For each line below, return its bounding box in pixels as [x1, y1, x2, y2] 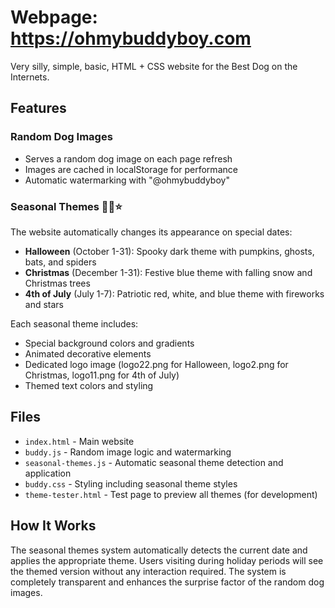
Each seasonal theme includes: [10, 317, 139, 330]
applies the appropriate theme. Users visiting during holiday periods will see [10, 554, 324, 566]
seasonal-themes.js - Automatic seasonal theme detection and [24, 456, 284, 468]
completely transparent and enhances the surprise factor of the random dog [10, 576, 325, 588]
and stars [24, 298, 64, 310]
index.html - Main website [24, 435, 135, 447]
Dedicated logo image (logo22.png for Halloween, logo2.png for [24, 358, 289, 370]
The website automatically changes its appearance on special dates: [10, 226, 293, 238]
